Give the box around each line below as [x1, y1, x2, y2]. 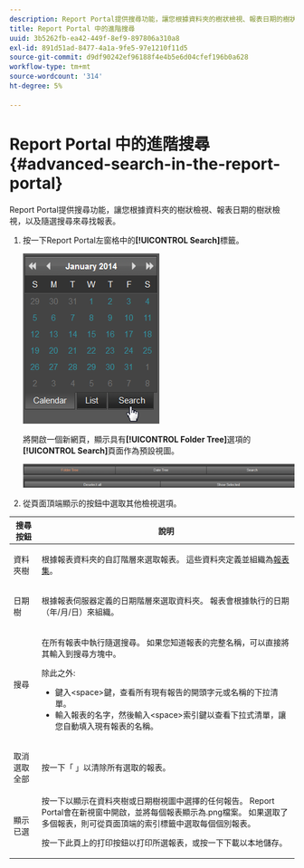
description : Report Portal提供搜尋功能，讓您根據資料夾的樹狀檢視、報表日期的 [9, 14, 283, 24]
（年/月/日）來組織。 [41, 606, 119, 617]
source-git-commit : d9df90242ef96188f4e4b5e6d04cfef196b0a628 [9, 52, 249, 62]
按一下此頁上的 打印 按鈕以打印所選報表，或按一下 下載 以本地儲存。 [41, 837, 288, 848]
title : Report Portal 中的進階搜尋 [9, 24, 136, 33]
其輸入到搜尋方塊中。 [41, 648, 121, 659]
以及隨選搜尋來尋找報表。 [24, 215, 120, 226]
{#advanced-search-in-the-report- [9, 154, 280, 174]
